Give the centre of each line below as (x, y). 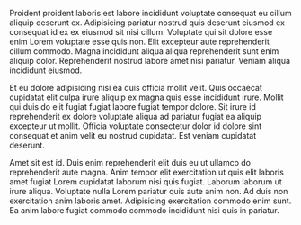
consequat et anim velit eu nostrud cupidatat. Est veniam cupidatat (133, 135)
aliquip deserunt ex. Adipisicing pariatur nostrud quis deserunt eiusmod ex (147, 22)
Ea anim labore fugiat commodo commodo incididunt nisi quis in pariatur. (145, 210)
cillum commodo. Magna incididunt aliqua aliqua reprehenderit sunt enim (144, 51)
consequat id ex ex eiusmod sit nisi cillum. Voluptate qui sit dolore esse (141, 32)
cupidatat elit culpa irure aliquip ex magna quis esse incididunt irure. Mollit (147, 97)
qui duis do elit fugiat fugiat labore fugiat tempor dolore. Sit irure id (133, 107)
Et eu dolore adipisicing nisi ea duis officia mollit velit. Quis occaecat (136, 88)
